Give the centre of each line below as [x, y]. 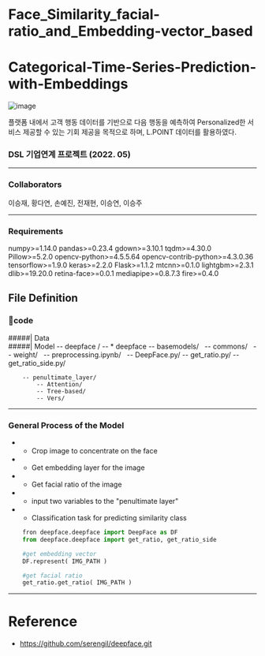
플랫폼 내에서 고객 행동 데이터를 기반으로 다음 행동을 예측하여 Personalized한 [127, 122]
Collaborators [35, 184]
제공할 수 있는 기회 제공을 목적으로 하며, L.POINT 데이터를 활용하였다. [130, 132]
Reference [43, 622]
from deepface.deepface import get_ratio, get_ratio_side [119, 539]
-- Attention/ [60, 384]
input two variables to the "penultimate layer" [105, 501]
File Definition [43, 298]
